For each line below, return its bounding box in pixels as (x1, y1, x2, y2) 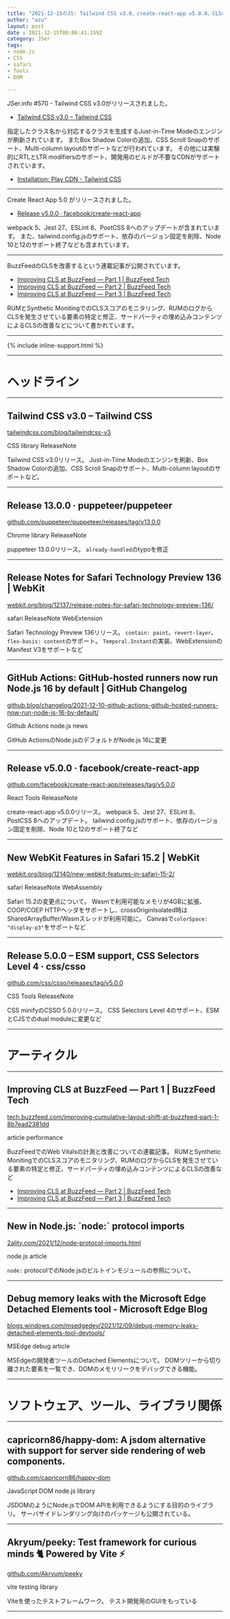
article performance (7, 1133, 64, 1141)
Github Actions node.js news (7, 721, 88, 730)
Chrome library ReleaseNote (7, 531, 87, 539)
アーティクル (7, 1048, 77, 1063)
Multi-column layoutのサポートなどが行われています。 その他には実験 (25, 145, 220, 153)
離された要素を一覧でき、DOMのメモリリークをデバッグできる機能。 (7, 1365, 201, 1373)
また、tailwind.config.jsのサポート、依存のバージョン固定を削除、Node (20, 232, 221, 241)
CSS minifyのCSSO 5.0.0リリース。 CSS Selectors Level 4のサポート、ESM (7, 1006, 220, 1014)
